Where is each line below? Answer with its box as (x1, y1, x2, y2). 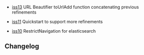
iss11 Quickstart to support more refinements (11, 19, 103, 24)
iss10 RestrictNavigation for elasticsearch (11, 28, 96, 34)
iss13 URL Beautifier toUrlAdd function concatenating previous (11, 4, 139, 10)
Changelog (4, 42, 39, 51)
